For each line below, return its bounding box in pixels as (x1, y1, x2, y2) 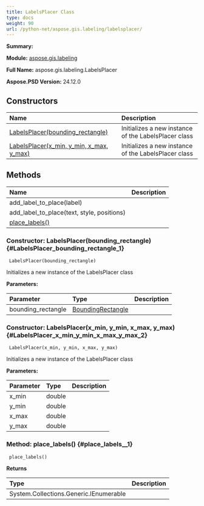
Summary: (6, 43, 33, 50)
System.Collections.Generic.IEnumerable (9, 489, 126, 497)
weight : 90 (6, 20, 34, 26)
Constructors (6, 96, 58, 106)
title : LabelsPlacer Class (6, 9, 75, 15)
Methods (6, 170, 41, 180)
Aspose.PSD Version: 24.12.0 (6, 78, 81, 85)
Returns (6, 465, 27, 472)
